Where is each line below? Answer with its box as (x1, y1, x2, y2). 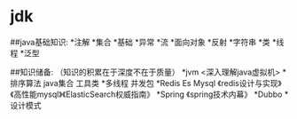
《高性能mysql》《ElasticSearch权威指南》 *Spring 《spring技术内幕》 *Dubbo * (10, 89, 289, 99)
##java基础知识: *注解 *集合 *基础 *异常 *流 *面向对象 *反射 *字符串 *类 (10, 36, 271, 47)
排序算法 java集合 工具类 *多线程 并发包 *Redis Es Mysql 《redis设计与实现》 (10, 77, 282, 88)
